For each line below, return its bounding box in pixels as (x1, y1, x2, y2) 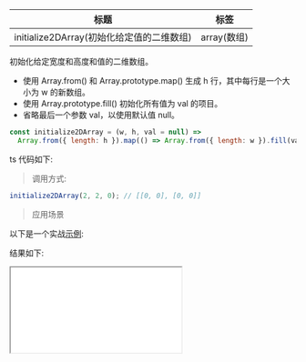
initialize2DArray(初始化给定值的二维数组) (14, 31, 192, 44)
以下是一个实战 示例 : (9, 227, 85, 239)
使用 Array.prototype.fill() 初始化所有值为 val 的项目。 (22, 98, 223, 108)
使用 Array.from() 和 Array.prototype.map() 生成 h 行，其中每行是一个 (22, 75, 282, 85)
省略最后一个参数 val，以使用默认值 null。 (22, 109, 180, 120)
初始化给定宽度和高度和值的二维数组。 (9, 56, 153, 66)
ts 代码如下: (9, 154, 53, 165)
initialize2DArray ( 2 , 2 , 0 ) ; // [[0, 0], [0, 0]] (9, 191, 202, 200)
